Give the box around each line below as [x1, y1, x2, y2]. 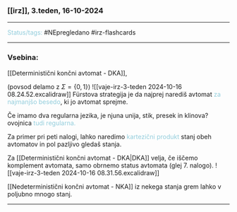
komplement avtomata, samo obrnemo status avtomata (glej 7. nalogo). [7, 161, 214, 170]
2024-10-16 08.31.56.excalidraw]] [61, 168, 160, 177]
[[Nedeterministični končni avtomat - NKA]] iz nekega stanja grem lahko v [7, 182, 221, 191]
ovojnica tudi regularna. [7, 119, 76, 127]
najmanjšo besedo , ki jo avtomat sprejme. [7, 98, 128, 106]
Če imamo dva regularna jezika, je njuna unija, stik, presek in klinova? [7, 111, 209, 119]
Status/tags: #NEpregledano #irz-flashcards [7, 28, 136, 37]
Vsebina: [7, 52, 39, 62]
